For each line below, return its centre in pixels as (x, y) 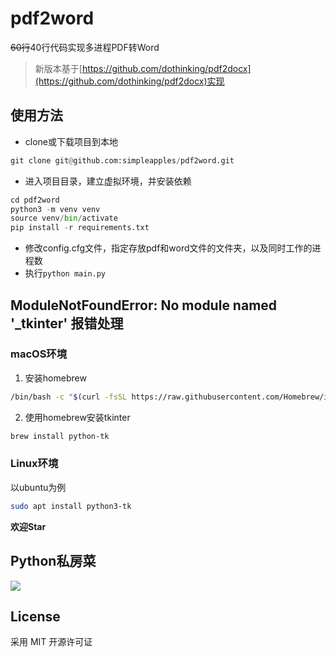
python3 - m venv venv (55, 209)
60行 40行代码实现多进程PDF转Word (85, 47)
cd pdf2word (35, 200)
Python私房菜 (53, 561)
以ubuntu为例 (38, 487)
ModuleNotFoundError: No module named (144, 305)
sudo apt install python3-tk (71, 506)
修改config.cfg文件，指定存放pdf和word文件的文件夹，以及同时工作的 (168, 248)
